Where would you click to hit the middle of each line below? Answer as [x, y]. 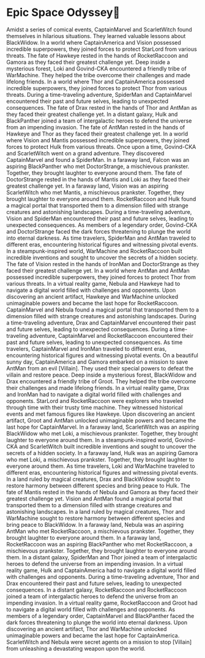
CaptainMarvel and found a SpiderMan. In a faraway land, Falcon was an [98, 159]
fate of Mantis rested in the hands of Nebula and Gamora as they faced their [102, 492]
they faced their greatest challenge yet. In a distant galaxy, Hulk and [92, 114]
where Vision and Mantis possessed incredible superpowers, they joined [98, 140]
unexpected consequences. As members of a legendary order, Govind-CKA [102, 225]
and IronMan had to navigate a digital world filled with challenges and [94, 394]
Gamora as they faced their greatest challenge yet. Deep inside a [88, 62]
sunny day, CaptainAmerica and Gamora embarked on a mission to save [97, 362]
